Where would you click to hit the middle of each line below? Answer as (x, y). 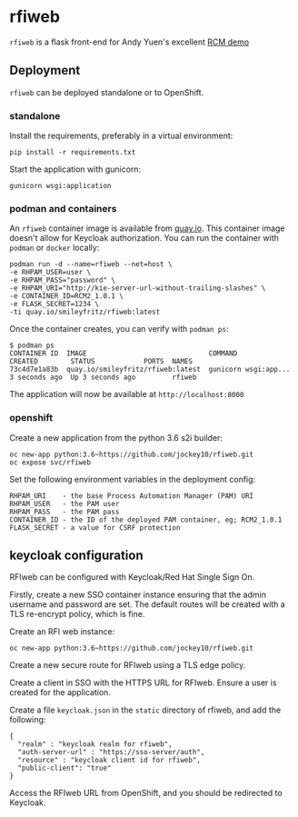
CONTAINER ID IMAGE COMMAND (124, 354)
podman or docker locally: (55, 248)
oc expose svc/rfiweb (50, 462)
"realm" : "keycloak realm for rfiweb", (95, 744)
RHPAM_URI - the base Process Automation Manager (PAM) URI (132, 496)
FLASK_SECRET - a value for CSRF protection (95, 528)
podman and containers (63, 208)
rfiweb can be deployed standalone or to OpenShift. (107, 92)
